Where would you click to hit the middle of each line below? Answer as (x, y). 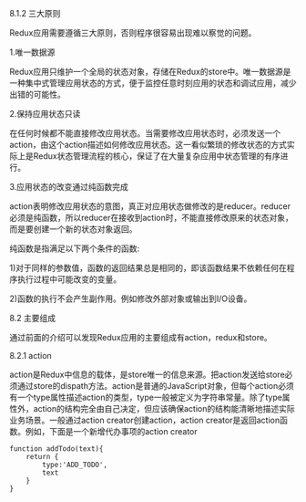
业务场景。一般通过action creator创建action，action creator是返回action (145, 420)
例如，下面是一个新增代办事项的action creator (111, 431)
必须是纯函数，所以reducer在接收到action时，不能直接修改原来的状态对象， (151, 218)
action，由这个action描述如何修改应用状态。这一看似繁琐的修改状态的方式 (148, 145)
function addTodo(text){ (56, 449)
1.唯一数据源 (32, 52)
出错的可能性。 (37, 94)
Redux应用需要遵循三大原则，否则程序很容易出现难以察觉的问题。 (133, 33)
